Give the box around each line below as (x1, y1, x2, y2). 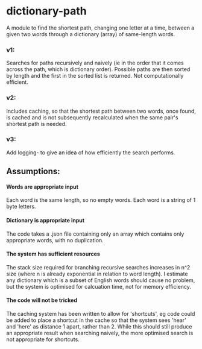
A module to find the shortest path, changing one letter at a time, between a (6, 24, 195, 31)
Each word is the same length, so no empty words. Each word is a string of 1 (6, 197, 196, 204)
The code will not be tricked (6, 297, 77, 304)
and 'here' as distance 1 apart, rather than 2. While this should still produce (6, 323, 192, 330)
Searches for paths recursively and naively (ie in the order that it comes (6, 59, 184, 67)
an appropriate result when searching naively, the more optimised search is (6, 330, 194, 337)
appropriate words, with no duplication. (6, 236, 104, 244)
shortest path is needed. (6, 120, 68, 127)
